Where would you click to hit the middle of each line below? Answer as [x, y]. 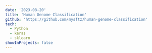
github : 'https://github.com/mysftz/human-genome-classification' [77, 19]
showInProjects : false [29, 43]
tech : [11, 24]
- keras [18, 33]
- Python [19, 29]
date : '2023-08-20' [26, 10]
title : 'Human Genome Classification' [46, 15]
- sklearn [20, 38]
